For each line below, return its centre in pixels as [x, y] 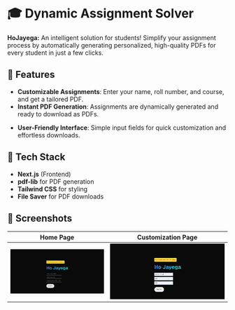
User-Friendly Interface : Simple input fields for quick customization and [121, 128]
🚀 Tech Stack [36, 157]
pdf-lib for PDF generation [56, 181]
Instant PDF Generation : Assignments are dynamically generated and [118, 107]
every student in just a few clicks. [55, 53]
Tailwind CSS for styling [52, 189]
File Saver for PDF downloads [60, 196]
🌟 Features [31, 75]
